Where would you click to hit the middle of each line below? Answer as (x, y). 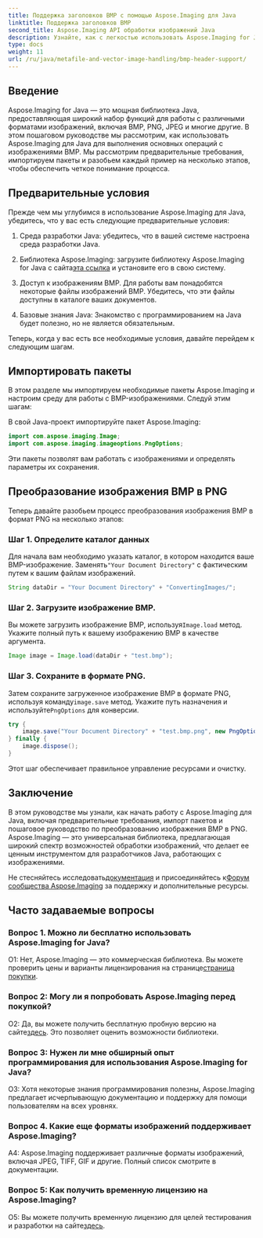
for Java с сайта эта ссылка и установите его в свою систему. (122, 267)
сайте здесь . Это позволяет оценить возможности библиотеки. (113, 1032)
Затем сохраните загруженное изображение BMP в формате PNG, (119, 693)
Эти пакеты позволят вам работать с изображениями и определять (122, 459)
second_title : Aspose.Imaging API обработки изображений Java (112, 30)
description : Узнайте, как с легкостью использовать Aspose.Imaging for (129, 37)
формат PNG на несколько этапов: (66, 518)
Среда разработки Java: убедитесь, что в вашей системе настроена (135, 236)
